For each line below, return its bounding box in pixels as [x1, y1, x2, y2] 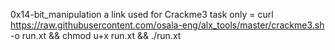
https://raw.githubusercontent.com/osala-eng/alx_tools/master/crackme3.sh [10, 19, 325, 31]
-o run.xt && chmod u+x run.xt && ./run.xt [10, 30, 182, 41]
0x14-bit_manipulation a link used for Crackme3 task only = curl [10, 9, 274, 20]
